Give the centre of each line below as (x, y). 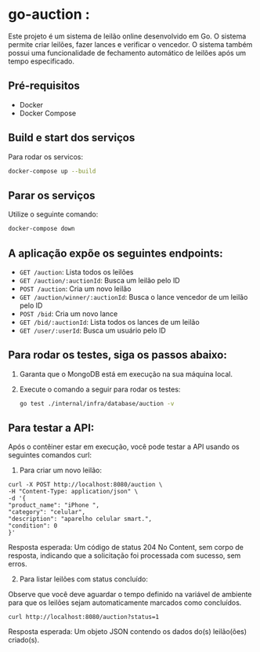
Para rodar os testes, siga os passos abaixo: (117, 355)
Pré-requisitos (44, 86)
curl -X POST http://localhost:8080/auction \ (85, 485)
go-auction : (49, 15)
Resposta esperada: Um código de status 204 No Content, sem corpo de (126, 548)
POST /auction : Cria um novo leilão (75, 289)
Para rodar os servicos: (46, 157)
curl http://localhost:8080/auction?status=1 (83, 617)
